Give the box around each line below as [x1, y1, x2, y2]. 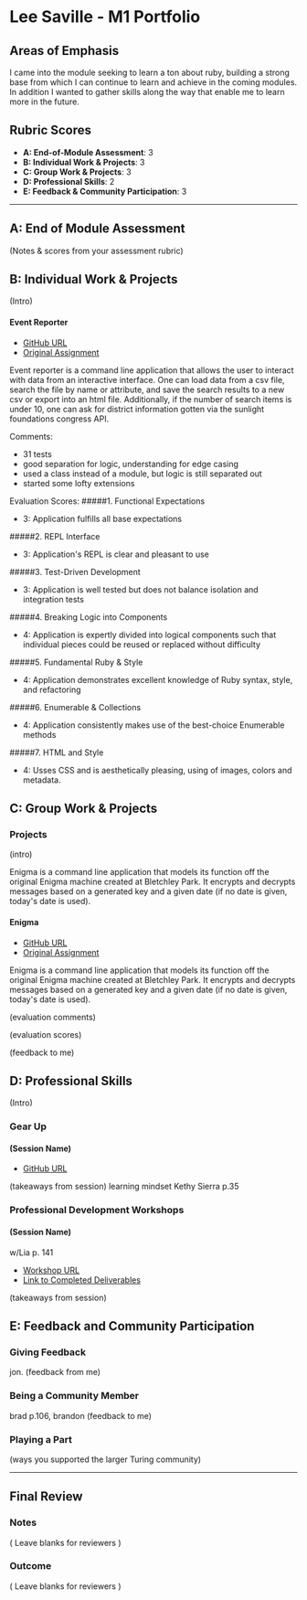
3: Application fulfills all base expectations [22, 513, 183, 524]
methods [22, 729, 57, 740]
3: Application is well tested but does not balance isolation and [22, 583, 259, 595]
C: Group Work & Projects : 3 [22, 166, 132, 177]
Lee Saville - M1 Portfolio [9, 6, 201, 27]
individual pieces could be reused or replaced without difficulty [22, 638, 261, 650]
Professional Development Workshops [9, 1204, 185, 1217]
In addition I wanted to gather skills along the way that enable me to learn [9, 87, 285, 97]
